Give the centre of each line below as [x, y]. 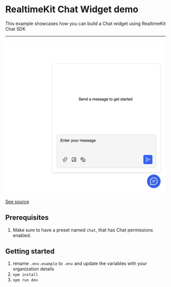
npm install [25, 275]
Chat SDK [16, 29]
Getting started [30, 252]
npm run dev [25, 280]
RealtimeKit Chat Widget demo [72, 9]
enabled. [22, 235]
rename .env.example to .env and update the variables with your [80, 264]
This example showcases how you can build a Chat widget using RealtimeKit [85, 23]
